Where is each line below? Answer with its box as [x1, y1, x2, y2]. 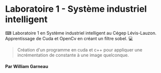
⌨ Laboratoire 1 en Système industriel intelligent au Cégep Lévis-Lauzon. [5, 30, 157, 36]
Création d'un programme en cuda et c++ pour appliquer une [17, 47, 143, 52]
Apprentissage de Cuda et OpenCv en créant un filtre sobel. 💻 [5, 35, 133, 41]
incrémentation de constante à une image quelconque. [17, 52, 129, 58]
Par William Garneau [5, 63, 49, 69]
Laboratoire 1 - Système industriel [5, 3, 147, 15]
